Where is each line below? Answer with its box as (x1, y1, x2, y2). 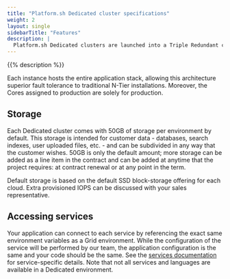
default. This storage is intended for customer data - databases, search (7, 134, 209, 142)
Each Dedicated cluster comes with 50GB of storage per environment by (7, 126, 212, 134)
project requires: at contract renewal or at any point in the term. (7, 162, 186, 171)
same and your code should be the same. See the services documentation (7, 251, 217, 259)
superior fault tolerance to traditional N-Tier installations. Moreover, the (7, 82, 207, 89)
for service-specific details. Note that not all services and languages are (7, 258, 211, 266)
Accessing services (7, 210, 94, 223)
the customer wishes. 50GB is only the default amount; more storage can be (7, 148, 222, 156)
